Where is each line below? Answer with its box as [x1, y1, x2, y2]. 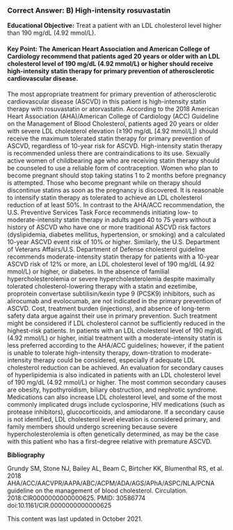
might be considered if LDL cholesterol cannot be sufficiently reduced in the [7, 319, 225, 327]
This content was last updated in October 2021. [7, 514, 143, 523]
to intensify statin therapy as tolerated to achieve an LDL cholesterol [7, 193, 203, 202]
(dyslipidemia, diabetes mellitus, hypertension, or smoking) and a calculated [7, 230, 225, 239]
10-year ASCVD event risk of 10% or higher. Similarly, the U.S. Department [7, 237, 220, 246]
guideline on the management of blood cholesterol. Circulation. [7, 486, 188, 495]
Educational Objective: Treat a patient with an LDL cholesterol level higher [7, 22, 222, 30]
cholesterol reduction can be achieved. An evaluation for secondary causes [7, 363, 224, 371]
